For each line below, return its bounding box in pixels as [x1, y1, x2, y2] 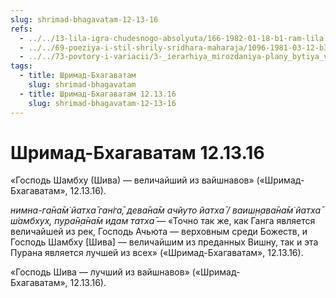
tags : [10, 61, 33, 71]
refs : [10, 24, 33, 34]
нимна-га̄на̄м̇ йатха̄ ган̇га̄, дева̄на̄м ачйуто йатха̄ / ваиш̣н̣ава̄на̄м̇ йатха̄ [10, 204, 322, 216]
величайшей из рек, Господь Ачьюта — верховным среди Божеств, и [10, 226, 308, 238]
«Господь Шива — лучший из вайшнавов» [10, 266, 190, 278]
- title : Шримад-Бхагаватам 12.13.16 [19, 89, 177, 99]
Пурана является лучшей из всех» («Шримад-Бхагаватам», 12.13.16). [10, 247, 304, 259]
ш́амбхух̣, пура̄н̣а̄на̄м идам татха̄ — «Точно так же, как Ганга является [10, 215, 316, 227]
